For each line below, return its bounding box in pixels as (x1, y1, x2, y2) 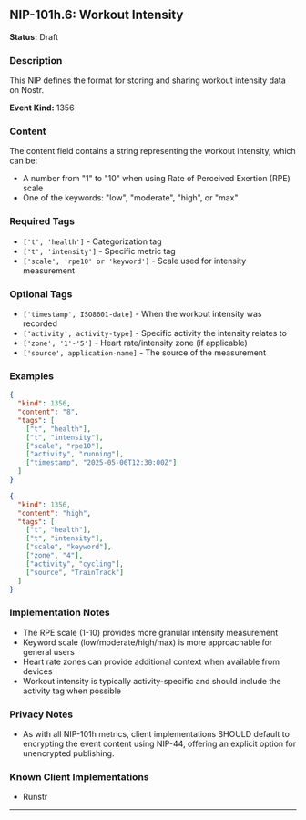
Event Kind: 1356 (9, 102, 75, 113)
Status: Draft (9, 31, 59, 42)
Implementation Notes (9, 606, 111, 619)
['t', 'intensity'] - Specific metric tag (22, 245, 176, 256)
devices (22, 665, 53, 677)
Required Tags (9, 215, 76, 228)
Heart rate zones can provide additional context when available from (22, 656, 280, 667)
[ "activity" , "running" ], (25, 450, 125, 459)
